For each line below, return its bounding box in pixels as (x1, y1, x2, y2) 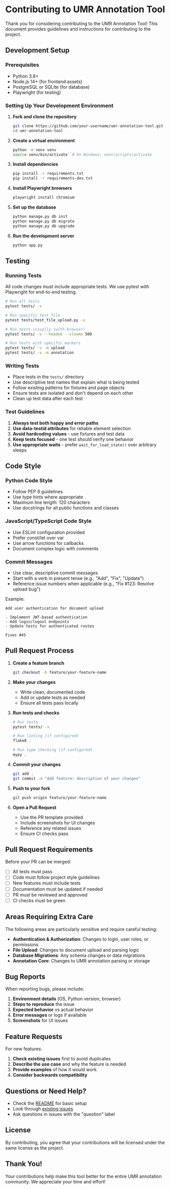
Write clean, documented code (20, 689, 86, 695)
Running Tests (5, 272, 42, 279)
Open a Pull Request (12, 804, 57, 811)
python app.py (12, 242, 43, 248)
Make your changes (12, 679, 56, 685)
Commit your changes (12, 761, 61, 767)
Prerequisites (5, 61, 39, 68)
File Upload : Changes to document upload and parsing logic (12, 947, 139, 953)
